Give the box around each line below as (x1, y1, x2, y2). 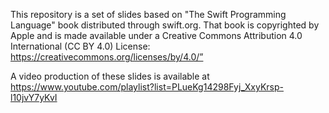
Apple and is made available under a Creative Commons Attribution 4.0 (10, 30, 303, 41)
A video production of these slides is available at (10, 70, 210, 82)
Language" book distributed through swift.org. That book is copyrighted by (10, 19, 320, 31)
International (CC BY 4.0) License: (10, 40, 151, 52)
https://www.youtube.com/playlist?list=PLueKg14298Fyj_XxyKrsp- (10, 81, 284, 93)
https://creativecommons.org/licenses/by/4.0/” (10, 51, 204, 63)
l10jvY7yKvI (10, 92, 58, 103)
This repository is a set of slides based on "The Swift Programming (10, 9, 287, 20)
